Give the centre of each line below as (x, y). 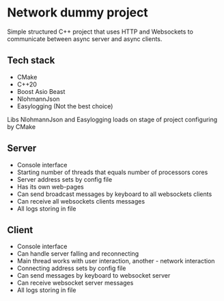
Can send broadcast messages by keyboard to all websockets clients (114, 194)
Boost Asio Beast (41, 91)
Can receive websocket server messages (75, 283)
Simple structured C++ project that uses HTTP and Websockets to (100, 32)
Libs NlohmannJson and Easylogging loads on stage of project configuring (112, 119)
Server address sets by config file (65, 179)
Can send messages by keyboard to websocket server (94, 276)
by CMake (22, 127)
